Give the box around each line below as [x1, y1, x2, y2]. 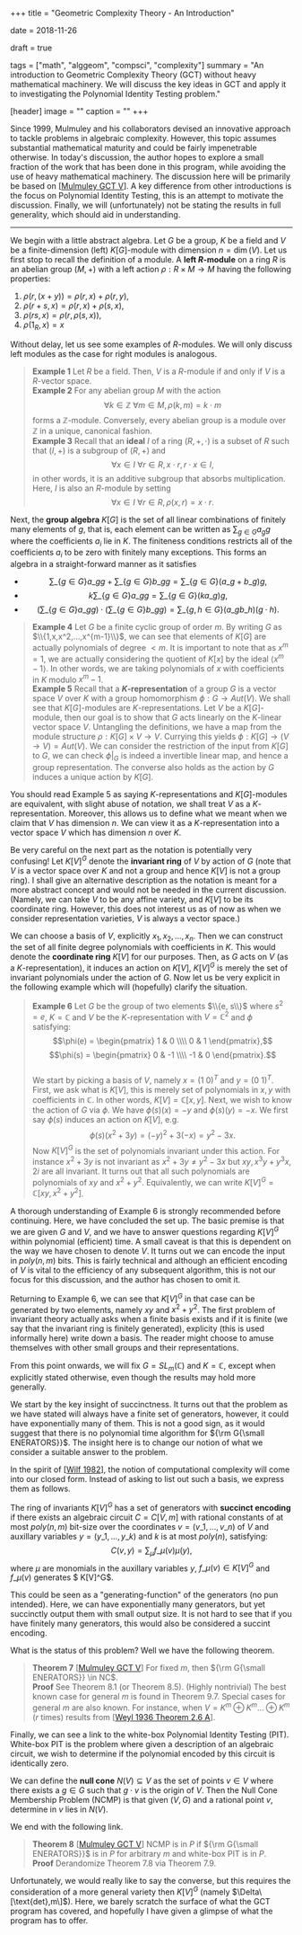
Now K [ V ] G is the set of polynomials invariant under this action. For [31, 1143, 280, 1156]
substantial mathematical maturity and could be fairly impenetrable [10, 143, 258, 153]
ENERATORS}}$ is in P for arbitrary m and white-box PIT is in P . [31, 1848, 267, 1859]
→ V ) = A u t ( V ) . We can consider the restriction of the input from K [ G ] [31, 741, 289, 751]
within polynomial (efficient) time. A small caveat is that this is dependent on [10, 1236, 292, 1247]
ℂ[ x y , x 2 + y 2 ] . [31, 1186, 84, 1199]
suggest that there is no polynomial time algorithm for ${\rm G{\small [10, 1428, 265, 1439]
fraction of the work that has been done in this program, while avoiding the [10, 162, 286, 172]
